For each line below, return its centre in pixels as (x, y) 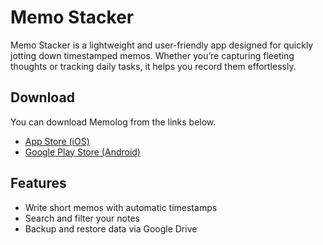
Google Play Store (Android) (82, 152)
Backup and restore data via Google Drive (111, 228)
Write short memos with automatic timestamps (121, 207)
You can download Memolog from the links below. (113, 122)
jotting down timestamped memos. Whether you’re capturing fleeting (152, 55)
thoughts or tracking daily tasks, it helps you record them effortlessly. (153, 66)
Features (38, 183)
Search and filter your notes (82, 218)
